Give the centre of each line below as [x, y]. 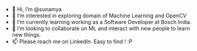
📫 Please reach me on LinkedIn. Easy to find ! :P [72, 41]
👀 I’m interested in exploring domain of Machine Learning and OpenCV [99, 16]
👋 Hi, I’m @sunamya [37, 9]
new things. [26, 35]
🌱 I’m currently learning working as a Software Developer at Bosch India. [102, 22]
